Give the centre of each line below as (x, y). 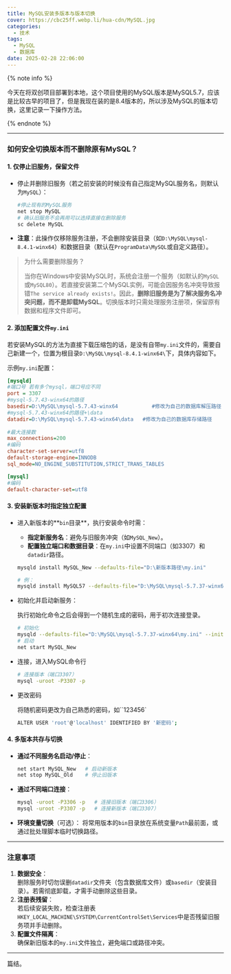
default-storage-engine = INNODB (52, 458)
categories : (24, 26)
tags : (15, 39)
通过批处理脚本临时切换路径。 (59, 831)
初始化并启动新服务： (47, 600)
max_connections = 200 (37, 439)
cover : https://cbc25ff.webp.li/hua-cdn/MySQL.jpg (81, 20)
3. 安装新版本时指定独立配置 (47, 506)
